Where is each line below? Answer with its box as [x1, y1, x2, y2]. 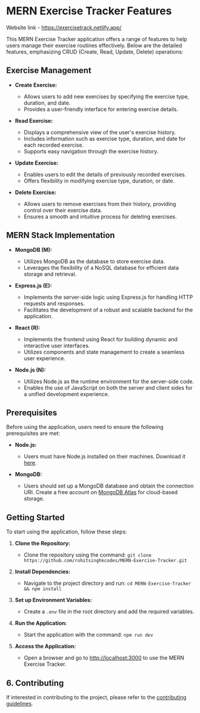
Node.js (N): [14, 366, 46, 374]
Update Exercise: [14, 159, 59, 166]
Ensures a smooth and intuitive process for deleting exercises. [23, 213, 177, 220]
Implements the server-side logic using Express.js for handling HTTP [23, 294, 193, 301]
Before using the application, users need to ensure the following [6, 424, 164, 431]
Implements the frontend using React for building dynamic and [23, 335, 178, 342]
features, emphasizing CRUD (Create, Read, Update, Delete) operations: [6, 48, 184, 55]
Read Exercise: [14, 117, 53, 124]
